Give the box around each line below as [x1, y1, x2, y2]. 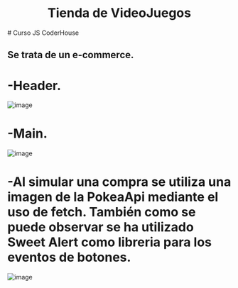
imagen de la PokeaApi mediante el [7, 189, 219, 205]
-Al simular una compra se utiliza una [7, 174, 232, 190]
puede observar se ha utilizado [7, 219, 194, 236]
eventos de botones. [7, 250, 131, 265]
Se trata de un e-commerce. [7, 49, 134, 61]
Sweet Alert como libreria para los [7, 234, 212, 250]
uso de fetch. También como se [7, 204, 196, 221]
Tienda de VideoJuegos [47, 5, 192, 21]
